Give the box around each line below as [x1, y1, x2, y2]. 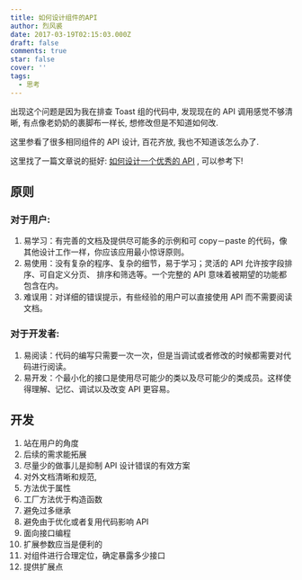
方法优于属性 [22, 483, 71, 494]
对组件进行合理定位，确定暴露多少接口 [22, 550, 165, 561]
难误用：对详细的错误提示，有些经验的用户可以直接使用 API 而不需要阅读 [22, 291, 293, 302]
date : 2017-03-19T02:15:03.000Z [10, 30, 131, 39]
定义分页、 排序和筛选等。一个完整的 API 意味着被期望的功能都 [54, 269, 287, 280]
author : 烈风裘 [10, 22, 63, 31]
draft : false [10, 38, 59, 48]
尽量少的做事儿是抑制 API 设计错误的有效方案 [22, 460, 191, 471]
